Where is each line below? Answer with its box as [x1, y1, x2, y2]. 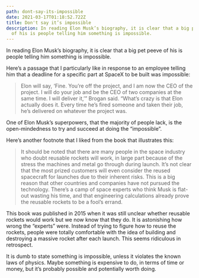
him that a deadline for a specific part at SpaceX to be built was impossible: [6, 71, 191, 78]
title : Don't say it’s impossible [6, 20, 92, 25]
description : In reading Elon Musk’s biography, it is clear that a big [6, 25, 190, 31]
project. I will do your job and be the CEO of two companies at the [20, 89, 182, 96]
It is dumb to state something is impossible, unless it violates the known [6, 253, 181, 260]
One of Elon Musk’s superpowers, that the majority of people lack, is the [6, 119, 182, 126]
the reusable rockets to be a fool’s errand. [20, 199, 123, 206]
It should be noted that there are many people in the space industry [20, 148, 185, 156]
